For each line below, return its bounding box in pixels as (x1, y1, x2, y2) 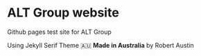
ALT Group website (7, 5, 119, 21)
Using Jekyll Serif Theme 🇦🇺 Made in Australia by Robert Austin (7, 41, 194, 49)
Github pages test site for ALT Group (7, 28, 112, 36)
